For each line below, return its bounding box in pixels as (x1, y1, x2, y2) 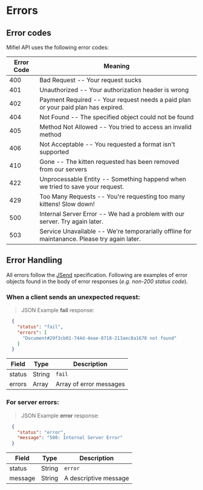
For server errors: (6, 398, 59, 407)
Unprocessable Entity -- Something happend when (39, 175, 186, 183)
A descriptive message (64, 474, 129, 483)
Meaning (103, 62, 130, 70)
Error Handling (6, 255, 62, 266)
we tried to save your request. (39, 183, 124, 191)
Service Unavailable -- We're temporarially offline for (39, 227, 192, 235)
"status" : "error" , (17, 429, 66, 436)
